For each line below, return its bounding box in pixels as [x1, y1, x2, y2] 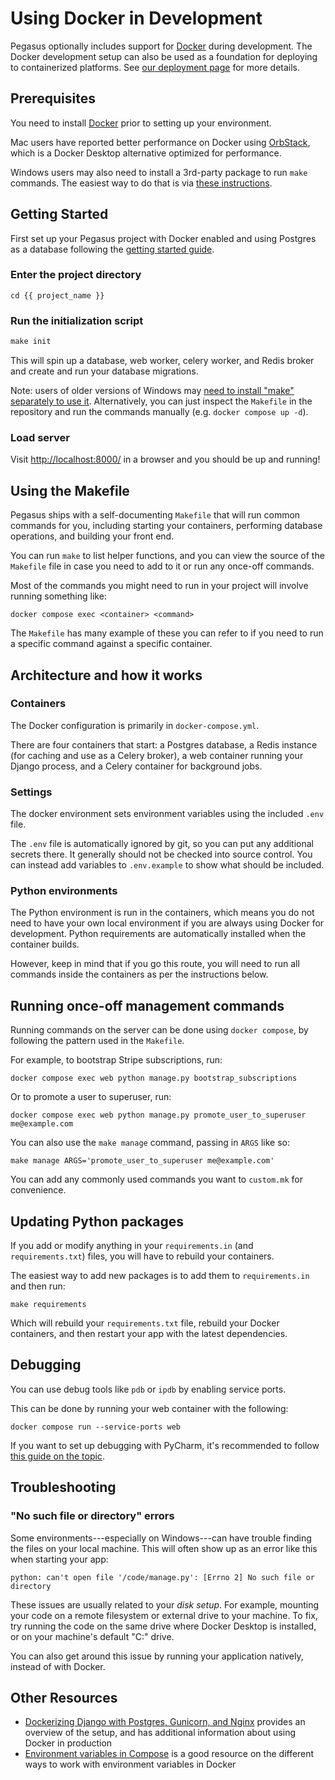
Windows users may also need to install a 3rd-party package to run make [10, 166, 308, 178]
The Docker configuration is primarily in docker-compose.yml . [10, 719, 260, 731]
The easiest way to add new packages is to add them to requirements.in [10, 1270, 310, 1282]
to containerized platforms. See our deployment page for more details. [10, 61, 301, 73]
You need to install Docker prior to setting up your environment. [10, 117, 272, 129]
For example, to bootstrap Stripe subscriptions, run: [10, 1054, 223, 1066]
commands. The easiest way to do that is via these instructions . [10, 177, 273, 189]
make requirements [10, 1300, 87, 1310]
